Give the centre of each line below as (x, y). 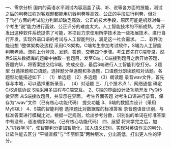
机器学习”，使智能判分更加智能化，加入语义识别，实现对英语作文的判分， (89, 128)
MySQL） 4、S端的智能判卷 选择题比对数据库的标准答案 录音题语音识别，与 (85, 109)
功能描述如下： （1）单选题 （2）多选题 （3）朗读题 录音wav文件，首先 (89, 77)
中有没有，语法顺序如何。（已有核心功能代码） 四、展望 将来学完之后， (79, 121)
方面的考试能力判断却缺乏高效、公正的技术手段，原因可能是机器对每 (90, 20)
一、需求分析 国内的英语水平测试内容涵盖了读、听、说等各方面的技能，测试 (84, 7)
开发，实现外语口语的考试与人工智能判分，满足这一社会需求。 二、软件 (84, 39)
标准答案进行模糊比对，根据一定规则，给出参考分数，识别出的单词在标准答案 (85, 115)
